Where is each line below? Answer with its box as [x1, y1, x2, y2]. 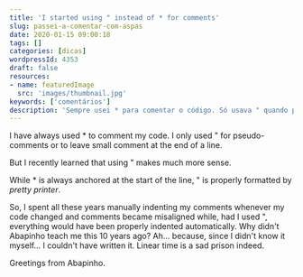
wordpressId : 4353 [9, 55, 78, 64]
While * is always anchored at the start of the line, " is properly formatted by [9, 175, 292, 186]
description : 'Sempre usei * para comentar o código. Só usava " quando [9, 106, 289, 115]
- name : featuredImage [9, 80, 95, 89]
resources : [9, 72, 50, 81]
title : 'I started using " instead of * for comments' [9, 13, 220, 23]
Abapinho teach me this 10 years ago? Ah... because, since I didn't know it [9, 231, 286, 242]
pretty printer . [9, 184, 61, 195]
